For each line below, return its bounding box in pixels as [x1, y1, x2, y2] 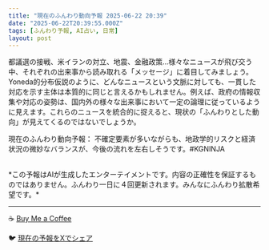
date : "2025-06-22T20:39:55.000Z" [8, 19, 124, 27]
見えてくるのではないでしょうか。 [29, 117, 141, 127]
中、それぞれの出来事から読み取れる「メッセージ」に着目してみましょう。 [8, 67, 254, 77]
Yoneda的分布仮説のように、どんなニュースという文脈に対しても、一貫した [8, 77, 257, 87]
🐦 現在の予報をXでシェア [8, 233, 94, 243]
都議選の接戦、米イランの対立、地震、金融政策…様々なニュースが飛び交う [8, 57, 253, 67]
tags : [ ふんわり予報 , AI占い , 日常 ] [8, 26, 118, 34]
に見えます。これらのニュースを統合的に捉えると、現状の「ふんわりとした [8, 107, 252, 117]
